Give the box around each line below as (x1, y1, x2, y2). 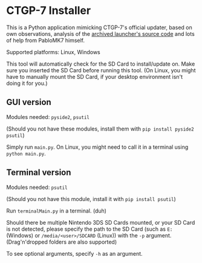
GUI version (6, 97, 51, 108)
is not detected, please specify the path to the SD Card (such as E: (6, 225, 173, 233)
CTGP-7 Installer (6, 4, 91, 18)
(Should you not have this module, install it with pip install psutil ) (6, 195, 177, 202)
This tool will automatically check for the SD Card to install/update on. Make (6, 60, 195, 67)
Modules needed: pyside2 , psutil (6, 113, 90, 120)
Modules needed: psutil (6, 183, 68, 191)
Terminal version (6, 168, 71, 178)
